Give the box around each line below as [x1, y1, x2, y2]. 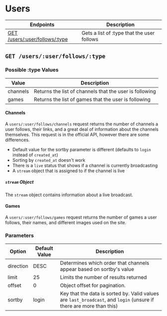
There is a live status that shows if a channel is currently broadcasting [12, 162, 158, 168]
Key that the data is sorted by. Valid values [60, 290, 159, 297]
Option [9, 248, 26, 255]
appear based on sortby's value [60, 266, 134, 273]
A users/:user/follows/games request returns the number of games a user [5, 214, 158, 220]
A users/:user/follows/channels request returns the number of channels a [5, 121, 158, 127]
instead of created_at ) [12, 152, 59, 158]
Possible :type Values [5, 66, 59, 73]
